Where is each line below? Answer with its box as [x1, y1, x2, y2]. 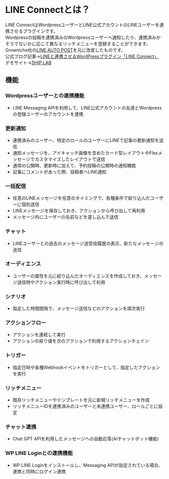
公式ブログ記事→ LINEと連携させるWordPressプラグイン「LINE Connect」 [5, 53, 159, 59]
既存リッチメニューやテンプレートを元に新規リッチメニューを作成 [12, 397, 150, 403]
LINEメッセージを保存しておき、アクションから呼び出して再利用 [12, 207, 145, 214]
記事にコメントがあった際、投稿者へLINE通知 [12, 169, 107, 175]
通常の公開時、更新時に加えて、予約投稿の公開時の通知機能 [12, 162, 136, 169]
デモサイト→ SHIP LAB [5, 60, 52, 66]
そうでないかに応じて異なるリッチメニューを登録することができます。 [5, 40, 151, 46]
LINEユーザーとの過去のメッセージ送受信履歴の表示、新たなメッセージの [12, 240, 164, 246]
